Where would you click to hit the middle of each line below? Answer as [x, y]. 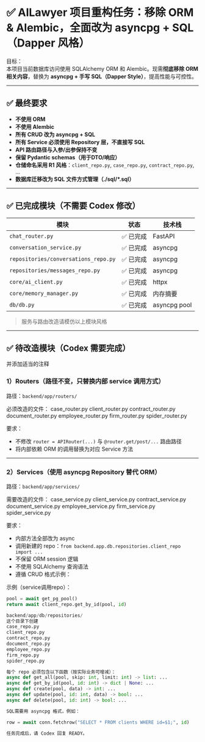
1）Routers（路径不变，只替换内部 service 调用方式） [85, 381]
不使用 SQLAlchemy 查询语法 [52, 566]
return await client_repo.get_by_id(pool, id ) [67, 604]
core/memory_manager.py [44, 293]
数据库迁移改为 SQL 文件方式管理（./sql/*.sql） [75, 179]
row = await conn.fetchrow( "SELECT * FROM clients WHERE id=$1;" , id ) [98, 722]
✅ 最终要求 [27, 104]
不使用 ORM [30, 119]
